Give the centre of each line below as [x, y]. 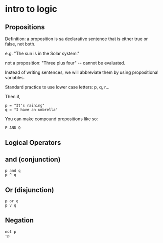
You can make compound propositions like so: [52, 119]
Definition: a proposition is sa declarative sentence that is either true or [77, 39]
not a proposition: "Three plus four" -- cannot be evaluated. [65, 63]
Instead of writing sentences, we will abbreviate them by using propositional [82, 72]
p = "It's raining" [25, 106]
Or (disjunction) [30, 190]
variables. [15, 77]
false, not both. [20, 44]
